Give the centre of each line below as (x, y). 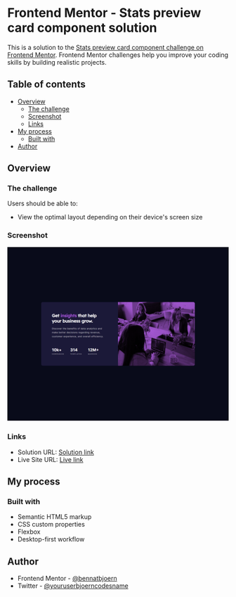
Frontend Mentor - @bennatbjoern (67, 579)
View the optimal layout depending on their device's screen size (110, 217)
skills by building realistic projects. (57, 62)
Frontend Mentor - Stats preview (104, 13)
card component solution (82, 28)
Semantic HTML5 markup (54, 517)
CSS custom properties (51, 525)
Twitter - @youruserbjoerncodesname (73, 586)
